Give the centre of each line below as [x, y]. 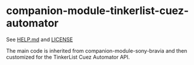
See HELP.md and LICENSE [40, 39]
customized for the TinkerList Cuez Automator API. [68, 57]
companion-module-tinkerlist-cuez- [98, 11]
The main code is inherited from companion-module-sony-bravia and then [97, 50]
